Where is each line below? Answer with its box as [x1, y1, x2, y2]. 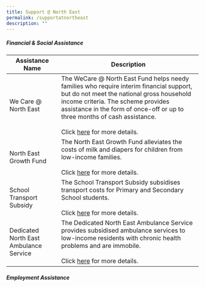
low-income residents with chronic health [60, 234, 181, 242]
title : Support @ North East [6, 9, 81, 15]
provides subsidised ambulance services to [60, 227, 185, 235]
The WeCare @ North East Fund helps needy [60, 74, 189, 83]
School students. [60, 194, 110, 202]
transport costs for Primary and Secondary [60, 186, 184, 194]
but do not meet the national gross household [60, 90, 192, 98]
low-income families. [60, 153, 122, 162]
